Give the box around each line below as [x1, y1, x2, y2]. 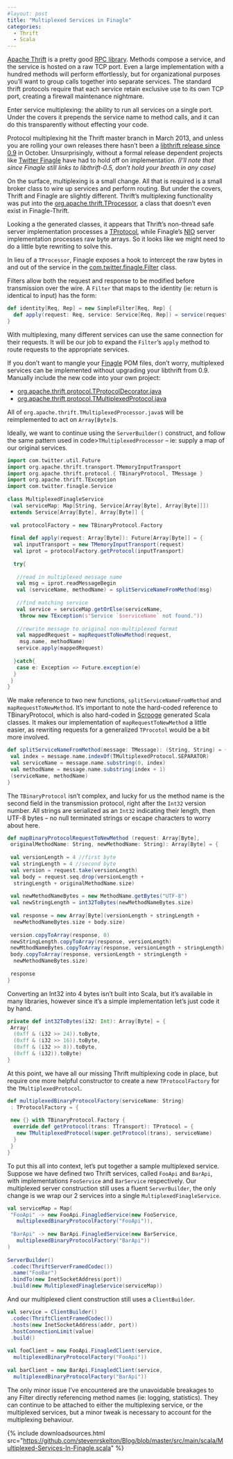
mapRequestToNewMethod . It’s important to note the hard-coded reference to [7, 704, 218, 712]
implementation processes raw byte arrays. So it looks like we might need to [7, 235, 225, 244]
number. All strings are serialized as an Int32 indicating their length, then [7, 806, 215, 814]
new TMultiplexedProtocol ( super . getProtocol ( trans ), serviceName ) [16, 1130, 213, 1137]
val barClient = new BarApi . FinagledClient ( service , [7, 1366, 163, 1373]
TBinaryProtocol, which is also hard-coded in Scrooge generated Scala [7, 711, 210, 719]
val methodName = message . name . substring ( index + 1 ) [10, 766, 166, 773]
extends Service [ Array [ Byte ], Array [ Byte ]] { [10, 509, 144, 516]
